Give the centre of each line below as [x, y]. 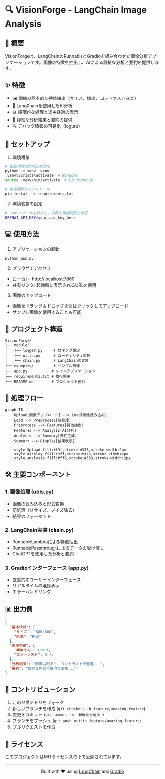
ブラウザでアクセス [32, 268]
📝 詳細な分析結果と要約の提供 [42, 120]
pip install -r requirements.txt [39, 194]
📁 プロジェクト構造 [34, 329]
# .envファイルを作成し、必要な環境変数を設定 [46, 213]
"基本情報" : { [22, 627]
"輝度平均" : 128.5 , [32, 650]
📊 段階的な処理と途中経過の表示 [45, 112]
